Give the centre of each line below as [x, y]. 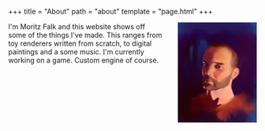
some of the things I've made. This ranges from [85, 35]
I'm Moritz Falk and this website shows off [77, 26]
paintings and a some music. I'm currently [76, 52]
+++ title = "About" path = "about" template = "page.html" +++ [110, 11]
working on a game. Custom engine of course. [84, 60]
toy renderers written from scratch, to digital [80, 43]
